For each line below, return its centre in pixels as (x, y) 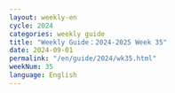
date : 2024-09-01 (41, 50)
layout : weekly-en (43, 17)
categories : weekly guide (57, 34)
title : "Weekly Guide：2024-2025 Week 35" (88, 42)
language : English (43, 75)
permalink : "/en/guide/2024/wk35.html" (83, 58)
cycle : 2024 (31, 26)
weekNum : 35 (31, 67)
